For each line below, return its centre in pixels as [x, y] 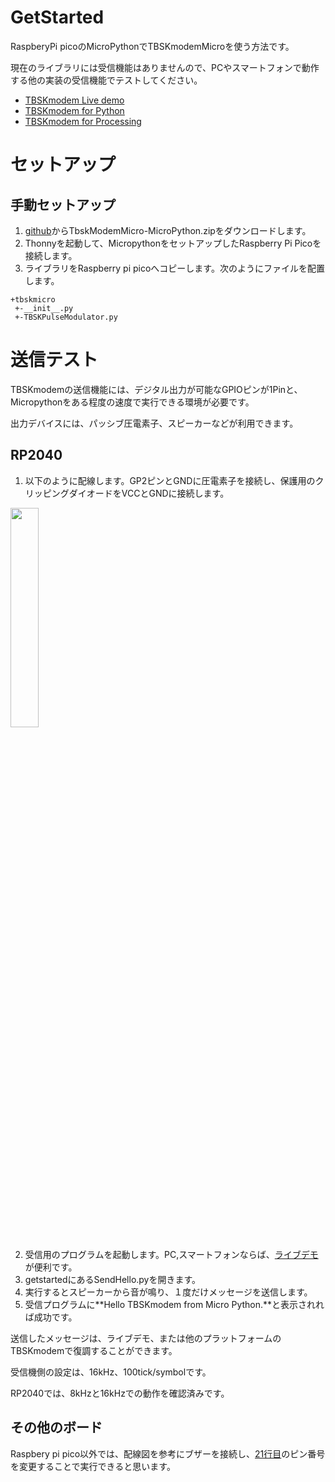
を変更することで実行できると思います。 [93, 1466]
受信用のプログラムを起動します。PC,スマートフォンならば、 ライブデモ [171, 1254]
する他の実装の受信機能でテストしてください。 [106, 80]
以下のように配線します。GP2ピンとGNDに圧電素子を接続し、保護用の [170, 480]
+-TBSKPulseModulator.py [66, 317]
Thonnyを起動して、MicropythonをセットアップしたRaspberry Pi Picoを [173, 243]
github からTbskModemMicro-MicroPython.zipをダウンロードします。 [168, 230]
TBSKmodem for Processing [83, 121]
